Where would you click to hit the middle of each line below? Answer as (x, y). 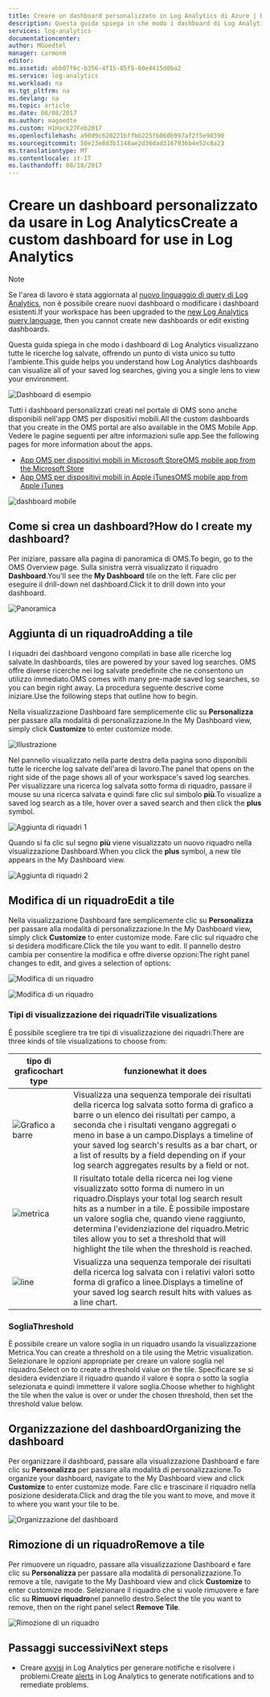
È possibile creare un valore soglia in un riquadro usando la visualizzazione (133, 1344)
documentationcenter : (45, 38)
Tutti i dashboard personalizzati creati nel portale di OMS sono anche (123, 410)
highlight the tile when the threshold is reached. (163, 1248)
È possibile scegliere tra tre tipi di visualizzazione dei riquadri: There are (127, 1032)
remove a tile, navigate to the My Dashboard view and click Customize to (130, 1581)
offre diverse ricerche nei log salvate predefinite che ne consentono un (126, 670)
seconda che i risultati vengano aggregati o (155, 1125)
